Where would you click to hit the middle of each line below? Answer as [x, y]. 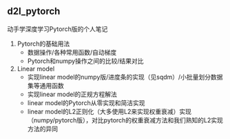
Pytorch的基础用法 [43, 44]
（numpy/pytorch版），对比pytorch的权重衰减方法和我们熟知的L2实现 [125, 120]
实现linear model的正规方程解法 [72, 94]
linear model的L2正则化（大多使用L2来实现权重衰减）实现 [109, 111]
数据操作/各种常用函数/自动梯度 [72, 52]
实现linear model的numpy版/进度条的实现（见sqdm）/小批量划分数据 [125, 77]
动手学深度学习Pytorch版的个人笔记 [57, 29]
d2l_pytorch [34, 11]
